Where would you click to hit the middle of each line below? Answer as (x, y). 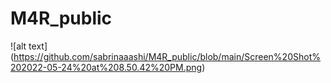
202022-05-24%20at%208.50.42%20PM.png (106, 67)
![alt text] (29, 46)
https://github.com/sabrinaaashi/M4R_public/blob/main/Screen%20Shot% (167, 56)
